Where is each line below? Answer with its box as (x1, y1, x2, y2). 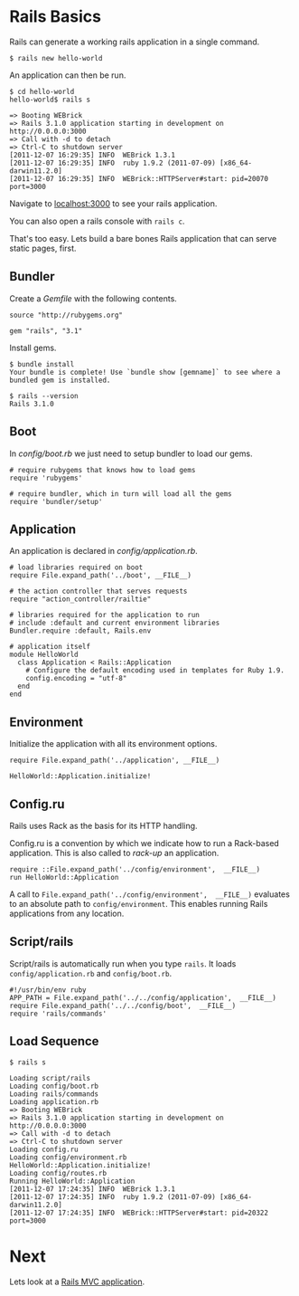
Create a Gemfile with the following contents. (9, 292, 178, 304)
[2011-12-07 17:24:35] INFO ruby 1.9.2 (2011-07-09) (9, 1192, 217, 1201)
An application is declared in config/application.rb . (9, 546, 199, 557)
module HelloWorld (9, 650, 79, 660)
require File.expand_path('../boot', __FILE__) (9, 571, 192, 580)
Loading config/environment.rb (9, 1152, 127, 1162)
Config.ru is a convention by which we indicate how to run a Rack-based (9, 838, 280, 848)
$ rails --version (9, 391, 79, 400)
